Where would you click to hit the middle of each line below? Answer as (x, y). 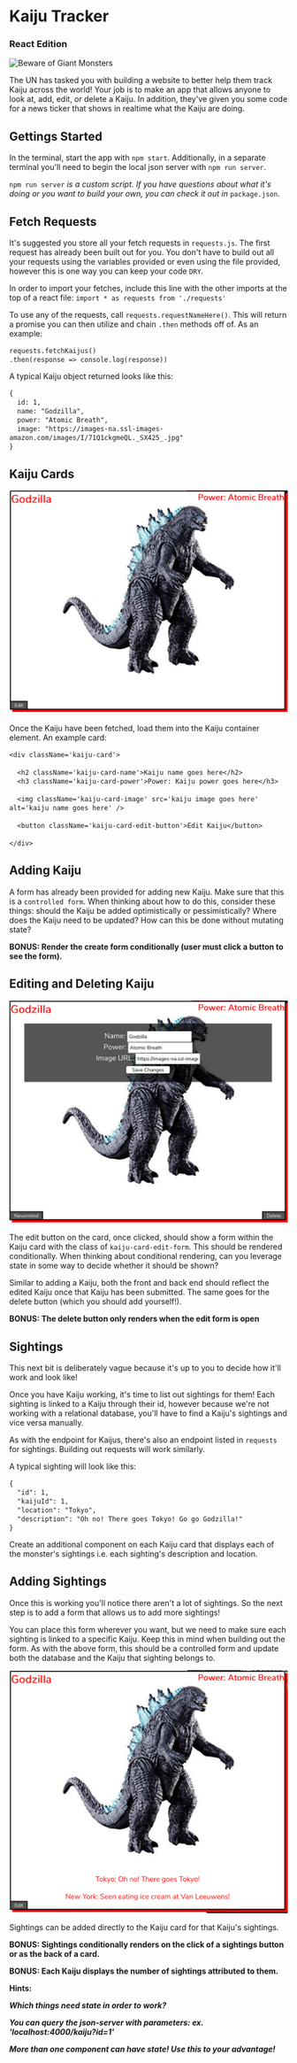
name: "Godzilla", (51, 412)
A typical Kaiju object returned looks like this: (91, 376)
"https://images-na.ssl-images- (104, 429)
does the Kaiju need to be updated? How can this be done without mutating (147, 920)
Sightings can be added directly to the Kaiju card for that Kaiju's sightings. (144, 1927)
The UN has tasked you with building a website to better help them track (141, 81)
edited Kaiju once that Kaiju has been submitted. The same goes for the (139, 1292)
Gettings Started (56, 136)
